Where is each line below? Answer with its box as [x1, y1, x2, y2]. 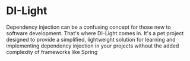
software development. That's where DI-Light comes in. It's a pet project [6, 29, 184, 36]
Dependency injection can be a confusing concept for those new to [6, 23, 171, 30]
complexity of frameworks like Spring [6, 48, 98, 55]
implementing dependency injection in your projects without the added [6, 42, 179, 49]
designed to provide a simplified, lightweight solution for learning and [6, 36, 176, 43]
